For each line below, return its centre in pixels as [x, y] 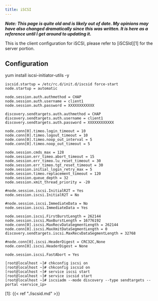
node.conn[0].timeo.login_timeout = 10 [45, 131]
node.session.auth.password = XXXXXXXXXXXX [50, 106]
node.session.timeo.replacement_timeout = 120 [53, 174]
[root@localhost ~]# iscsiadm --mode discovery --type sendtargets [75, 281]
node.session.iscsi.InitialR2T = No [42, 195]
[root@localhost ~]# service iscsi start [48, 272]
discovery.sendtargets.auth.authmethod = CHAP [53, 114]
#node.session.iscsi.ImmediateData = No [47, 204]
